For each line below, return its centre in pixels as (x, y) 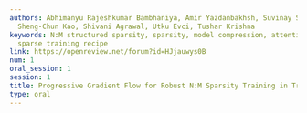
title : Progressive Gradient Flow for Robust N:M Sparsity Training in (148, 86)
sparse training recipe (63, 43)
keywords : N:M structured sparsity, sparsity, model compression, (138, 35)
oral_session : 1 (40, 69)
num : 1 (22, 60)
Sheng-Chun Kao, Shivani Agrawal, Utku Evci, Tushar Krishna (137, 26)
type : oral (30, 94)
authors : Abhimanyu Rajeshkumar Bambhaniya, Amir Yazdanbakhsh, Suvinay (151, 18)
